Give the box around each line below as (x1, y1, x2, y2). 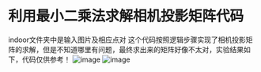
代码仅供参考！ (21, 55, 71, 64)
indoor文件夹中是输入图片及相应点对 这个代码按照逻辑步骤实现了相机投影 (8, 35, 247, 44)
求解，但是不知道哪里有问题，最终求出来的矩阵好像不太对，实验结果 (21, 44, 244, 54)
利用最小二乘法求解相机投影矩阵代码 (8, 7, 244, 25)
